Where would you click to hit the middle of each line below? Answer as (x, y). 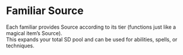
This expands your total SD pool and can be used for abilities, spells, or (92, 39)
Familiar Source (45, 11)
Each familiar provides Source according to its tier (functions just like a (91, 27)
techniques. (20, 46)
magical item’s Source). (34, 33)
